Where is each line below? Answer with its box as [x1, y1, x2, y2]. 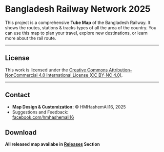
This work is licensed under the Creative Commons [5, 67, 108, 73]
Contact [5, 91, 30, 99]
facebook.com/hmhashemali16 [12, 114, 74, 120]
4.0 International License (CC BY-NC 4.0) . [39, 72, 123, 78]
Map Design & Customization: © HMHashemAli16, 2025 [12, 104, 126, 109]
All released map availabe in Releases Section [5, 141, 100, 147]
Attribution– [109, 67, 133, 73]
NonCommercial [5, 72, 38, 78]
